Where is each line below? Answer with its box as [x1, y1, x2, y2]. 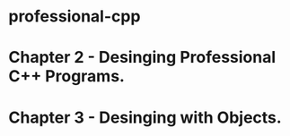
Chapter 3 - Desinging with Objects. [8, 107, 282, 127]
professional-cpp [8, 6, 141, 27]
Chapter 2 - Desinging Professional [8, 47, 277, 68]
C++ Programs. [8, 66, 125, 87]
